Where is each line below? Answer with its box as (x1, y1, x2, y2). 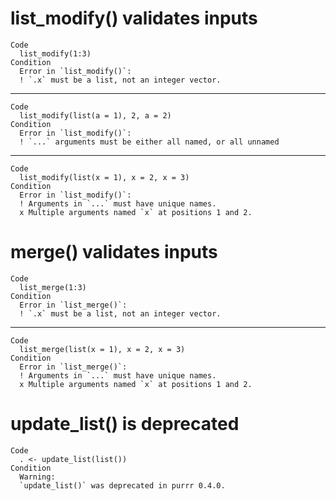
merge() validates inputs (10, 241, 218, 264)
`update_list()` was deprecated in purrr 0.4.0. (19, 480, 226, 491)
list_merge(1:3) (19, 282, 87, 292)
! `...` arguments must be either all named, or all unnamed (19, 137, 280, 147)
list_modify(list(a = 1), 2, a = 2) (19, 110, 172, 121)
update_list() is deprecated (10, 413, 240, 436)
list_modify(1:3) (19, 48, 92, 59)
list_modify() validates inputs (10, 7, 258, 30)
